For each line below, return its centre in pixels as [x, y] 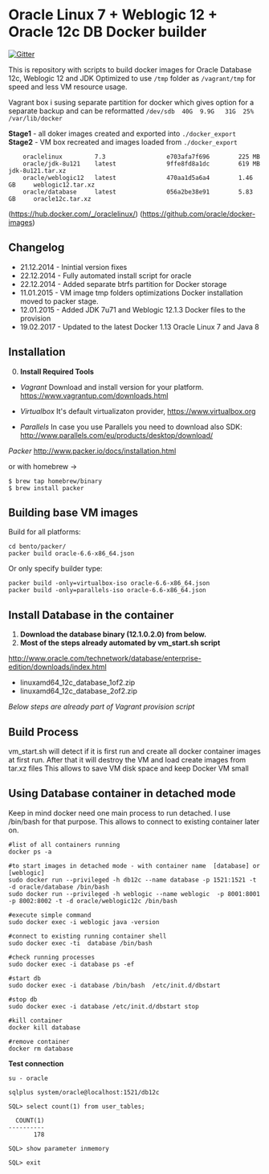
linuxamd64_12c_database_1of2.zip [77, 683]
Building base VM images [73, 512]
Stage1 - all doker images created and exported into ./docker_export [122, 133]
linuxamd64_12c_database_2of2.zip [79, 691]
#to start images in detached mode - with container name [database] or [134, 865]
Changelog [37, 248]
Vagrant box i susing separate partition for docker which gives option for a [131, 102]
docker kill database [45, 1027]
